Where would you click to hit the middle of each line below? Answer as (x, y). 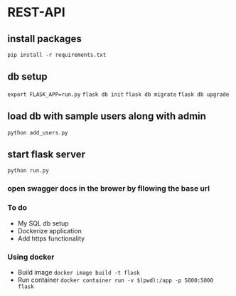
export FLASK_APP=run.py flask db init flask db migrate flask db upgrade (118, 94)
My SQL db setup (43, 223)
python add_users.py (38, 132)
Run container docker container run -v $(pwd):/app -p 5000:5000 (116, 280)
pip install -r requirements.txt (57, 55)
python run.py (28, 171)
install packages (44, 39)
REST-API (36, 12)
